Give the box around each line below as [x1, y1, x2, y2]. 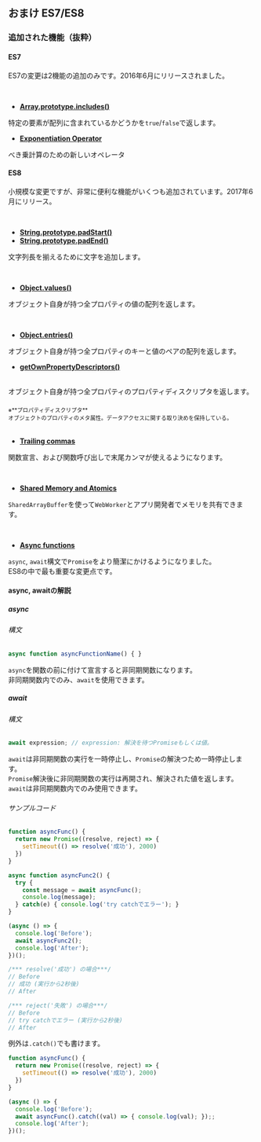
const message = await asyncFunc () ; [22, 886, 143, 894]
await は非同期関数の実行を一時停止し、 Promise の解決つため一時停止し [8, 755, 236, 764]
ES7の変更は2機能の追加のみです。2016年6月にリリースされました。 [8, 71, 230, 80]
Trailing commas [19, 436, 76, 446]
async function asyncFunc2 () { [8, 871, 111, 879]
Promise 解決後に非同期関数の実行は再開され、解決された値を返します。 [8, 774, 238, 784]
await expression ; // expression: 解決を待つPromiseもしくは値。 [8, 739, 213, 747]
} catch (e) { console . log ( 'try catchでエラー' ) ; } [15, 901, 179, 909]
